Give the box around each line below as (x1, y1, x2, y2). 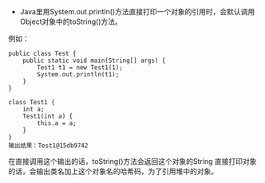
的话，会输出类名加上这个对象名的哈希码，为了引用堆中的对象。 (8, 166, 218, 176)
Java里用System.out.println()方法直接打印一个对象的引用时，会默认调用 (19, 7, 255, 16)
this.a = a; (37, 119, 77, 127)
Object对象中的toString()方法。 (19, 17, 122, 26)
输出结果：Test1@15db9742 (8, 142, 89, 150)
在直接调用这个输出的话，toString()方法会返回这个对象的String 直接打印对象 (8, 157, 257, 165)
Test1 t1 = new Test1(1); (37, 64, 124, 72)
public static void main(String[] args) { (22, 56, 166, 64)
